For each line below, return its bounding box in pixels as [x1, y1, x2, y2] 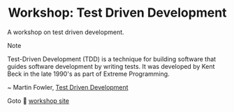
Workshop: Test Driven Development [8, 5, 227, 21]
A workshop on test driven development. [7, 28, 124, 36]
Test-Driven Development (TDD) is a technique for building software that [7, 54, 217, 63]
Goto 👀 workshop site [7, 96, 70, 105]
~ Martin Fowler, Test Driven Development [7, 83, 129, 91]
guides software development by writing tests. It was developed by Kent [7, 62, 215, 70]
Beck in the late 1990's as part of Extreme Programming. [7, 70, 170, 78]
